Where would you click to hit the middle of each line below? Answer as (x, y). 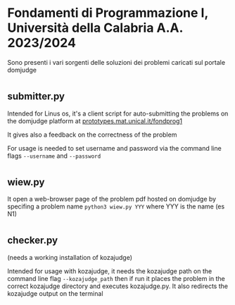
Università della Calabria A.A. (95, 28)
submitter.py (36, 97)
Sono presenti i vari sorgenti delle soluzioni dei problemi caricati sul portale (116, 62)
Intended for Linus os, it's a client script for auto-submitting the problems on (118, 113)
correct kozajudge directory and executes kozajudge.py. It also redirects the (118, 286)
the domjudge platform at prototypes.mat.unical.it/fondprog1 (95, 120)
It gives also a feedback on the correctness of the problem (92, 135)
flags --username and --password (54, 156)
